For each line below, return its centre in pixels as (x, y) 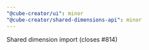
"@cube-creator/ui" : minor (45, 13)
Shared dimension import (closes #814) (62, 39)
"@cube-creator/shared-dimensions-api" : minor (74, 20)
